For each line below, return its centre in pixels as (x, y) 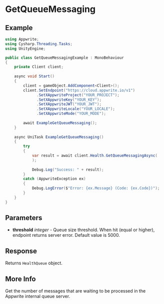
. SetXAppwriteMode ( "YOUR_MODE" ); (71, 114)
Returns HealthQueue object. (34, 263)
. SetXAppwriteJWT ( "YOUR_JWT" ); (69, 104)
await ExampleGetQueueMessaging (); (60, 123)
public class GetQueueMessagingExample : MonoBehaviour (64, 58)
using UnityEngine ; (25, 49)
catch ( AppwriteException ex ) (54, 179)
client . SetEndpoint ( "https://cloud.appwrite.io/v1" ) (79, 90)
